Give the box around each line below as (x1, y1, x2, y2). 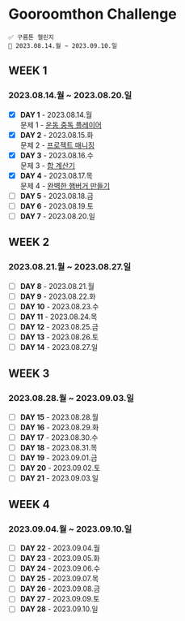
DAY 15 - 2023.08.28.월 (19, 412, 99, 422)
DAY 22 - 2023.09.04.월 (19, 543, 101, 553)
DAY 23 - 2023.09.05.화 (19, 554, 100, 563)
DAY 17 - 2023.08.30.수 (19, 433, 99, 442)
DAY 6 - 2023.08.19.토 (19, 201, 95, 211)
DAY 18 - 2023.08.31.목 (19, 443, 98, 453)
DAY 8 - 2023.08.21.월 (19, 281, 95, 291)
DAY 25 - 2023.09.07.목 (19, 574, 99, 584)
